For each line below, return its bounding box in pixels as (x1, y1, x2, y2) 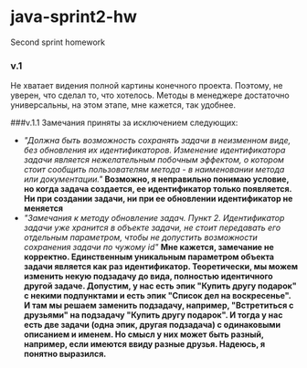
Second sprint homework (10, 37, 106, 47)
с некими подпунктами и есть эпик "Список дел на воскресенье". (23, 290, 291, 301)
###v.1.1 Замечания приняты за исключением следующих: (10, 117, 238, 129)
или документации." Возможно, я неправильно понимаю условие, (23, 173, 290, 184)
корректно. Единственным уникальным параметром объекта (23, 251, 275, 262)
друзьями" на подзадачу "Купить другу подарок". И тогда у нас (23, 310, 283, 321)
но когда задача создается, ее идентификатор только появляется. (23, 184, 292, 195)
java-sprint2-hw (10, 6, 138, 27)
